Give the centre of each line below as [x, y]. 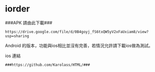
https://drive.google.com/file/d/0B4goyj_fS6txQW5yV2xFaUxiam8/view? [77, 32]
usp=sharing [17, 36]
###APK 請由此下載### [29, 23]
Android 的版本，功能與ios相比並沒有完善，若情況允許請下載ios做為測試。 [79, 45]
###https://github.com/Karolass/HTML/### [48, 65]
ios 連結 [13, 56]
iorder [17, 9]
